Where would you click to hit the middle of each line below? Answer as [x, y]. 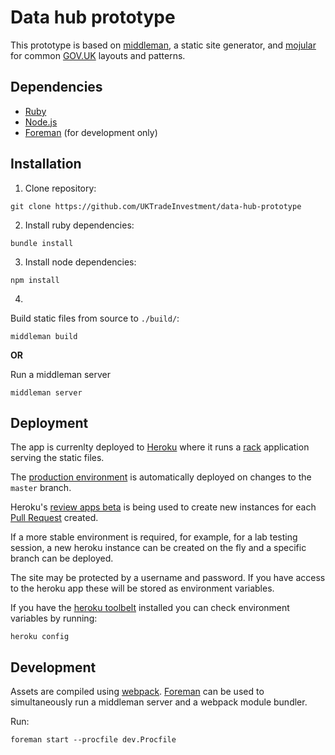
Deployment [49, 422]
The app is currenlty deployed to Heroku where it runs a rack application [160, 447]
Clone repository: [60, 188]
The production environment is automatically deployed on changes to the [161, 477]
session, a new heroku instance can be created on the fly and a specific [158, 548]
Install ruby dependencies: [79, 225]
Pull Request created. [54, 518]
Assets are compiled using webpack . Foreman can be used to [137, 692]
